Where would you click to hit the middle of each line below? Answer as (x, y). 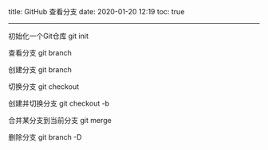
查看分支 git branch (40, 53)
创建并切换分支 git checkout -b (59, 103)
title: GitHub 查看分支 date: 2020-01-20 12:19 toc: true (97, 12)
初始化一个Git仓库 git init (49, 36)
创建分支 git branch (40, 69)
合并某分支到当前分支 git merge (60, 120)
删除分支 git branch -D (45, 137)
